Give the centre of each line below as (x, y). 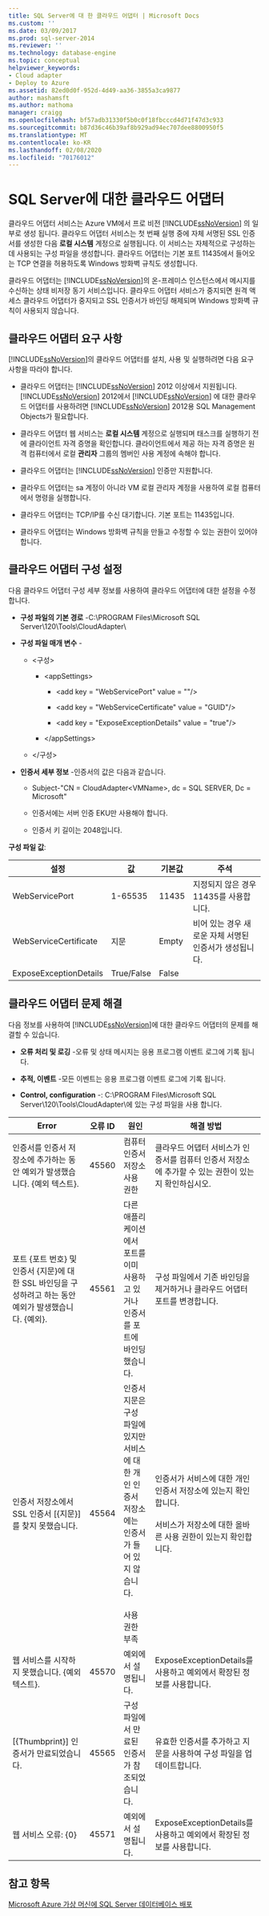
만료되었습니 (59, 1753)
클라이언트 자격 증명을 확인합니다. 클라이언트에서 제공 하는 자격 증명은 (137, 443)
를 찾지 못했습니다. (45, 1525)
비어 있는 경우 (217, 923)
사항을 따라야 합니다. (40, 369)
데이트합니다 (177, 1765)
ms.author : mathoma (41, 105)
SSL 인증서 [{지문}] (47, 1513)
